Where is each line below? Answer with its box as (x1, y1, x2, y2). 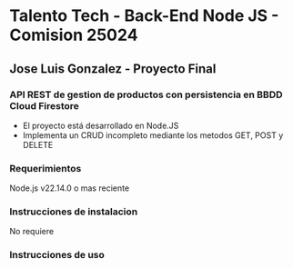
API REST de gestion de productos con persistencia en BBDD (9, 88, 284, 101)
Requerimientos (9, 162, 82, 174)
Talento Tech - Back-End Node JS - (9, 5, 279, 26)
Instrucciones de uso (9, 249, 105, 262)
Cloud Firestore (9, 99, 80, 112)
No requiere (9, 226, 55, 237)
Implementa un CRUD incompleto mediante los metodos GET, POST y (22, 129, 284, 141)
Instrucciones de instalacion (9, 205, 138, 218)
